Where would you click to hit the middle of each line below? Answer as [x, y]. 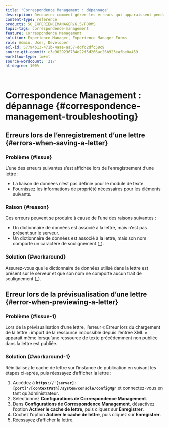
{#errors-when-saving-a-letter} [57, 143]
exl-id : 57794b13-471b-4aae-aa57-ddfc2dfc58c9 [55, 47]
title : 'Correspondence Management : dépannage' [57, 10]
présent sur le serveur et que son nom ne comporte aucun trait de [74, 273]
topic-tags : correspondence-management [47, 29]
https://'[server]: [56, 383]
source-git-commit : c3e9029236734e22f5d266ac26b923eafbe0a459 [72, 52]
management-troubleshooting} [72, 117]
